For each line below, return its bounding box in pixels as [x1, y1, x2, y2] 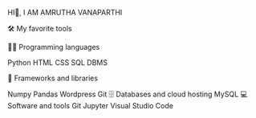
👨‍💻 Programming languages [7, 43, 100, 51]
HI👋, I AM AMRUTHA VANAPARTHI [7, 8, 123, 17]
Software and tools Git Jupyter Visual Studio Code [7, 101, 174, 110]
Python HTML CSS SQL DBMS [7, 58, 108, 67]
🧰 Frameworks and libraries [7, 73, 98, 83]
